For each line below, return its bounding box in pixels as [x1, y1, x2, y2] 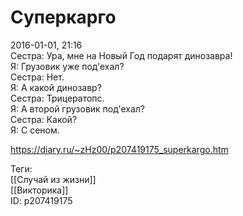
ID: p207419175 [10, 194, 73, 206]
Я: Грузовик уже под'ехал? [10, 60, 125, 72]
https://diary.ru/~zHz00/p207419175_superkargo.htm [10, 143, 229, 155]
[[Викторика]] [10, 184, 69, 196]
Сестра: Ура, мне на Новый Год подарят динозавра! [10, 49, 233, 61]
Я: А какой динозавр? [10, 81, 102, 93]
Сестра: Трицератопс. [10, 92, 105, 104]
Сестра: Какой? [10, 113, 78, 125]
